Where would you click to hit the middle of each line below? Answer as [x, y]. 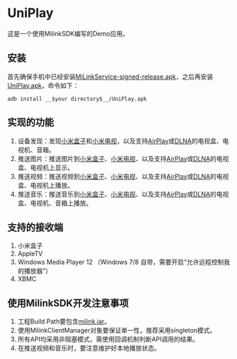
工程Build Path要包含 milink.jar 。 [64, 321]
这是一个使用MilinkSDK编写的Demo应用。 [68, 33]
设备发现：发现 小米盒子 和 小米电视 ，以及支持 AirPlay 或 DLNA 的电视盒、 [120, 140]
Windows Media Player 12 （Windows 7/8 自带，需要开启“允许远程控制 [121, 262]
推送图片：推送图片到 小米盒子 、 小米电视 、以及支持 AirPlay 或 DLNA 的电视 [123, 158]
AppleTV [30, 254]
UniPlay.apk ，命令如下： [43, 85]
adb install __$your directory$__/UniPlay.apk [77, 99]
